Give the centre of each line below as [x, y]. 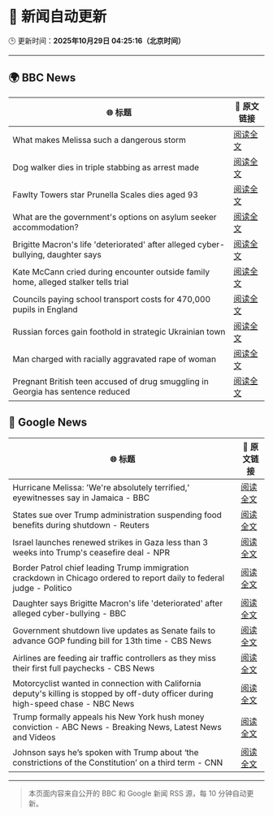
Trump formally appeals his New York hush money [108, 717]
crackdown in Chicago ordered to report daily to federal [119, 577]
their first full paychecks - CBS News [84, 668]
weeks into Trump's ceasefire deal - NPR [91, 552]
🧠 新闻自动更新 [58, 17]
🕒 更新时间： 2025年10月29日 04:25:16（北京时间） [97, 41]
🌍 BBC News [42, 78]
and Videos [34, 737]
